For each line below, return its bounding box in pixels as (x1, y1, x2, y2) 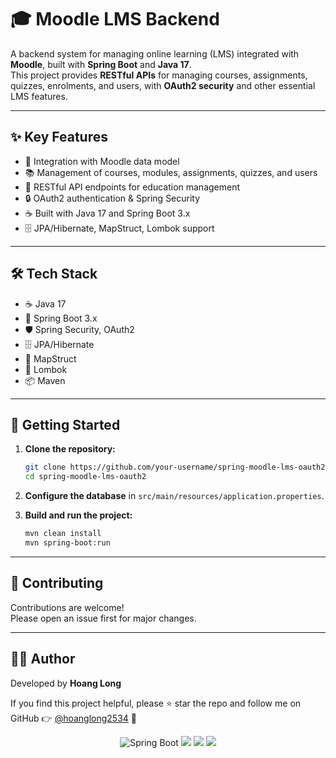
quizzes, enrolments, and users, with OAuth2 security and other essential (10, 79, 316, 91)
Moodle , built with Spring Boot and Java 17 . (10, 58, 192, 70)
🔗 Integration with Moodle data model (24, 155, 180, 167)
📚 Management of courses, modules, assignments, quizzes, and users (24, 166, 318, 178)
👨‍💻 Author (10, 651, 76, 668)
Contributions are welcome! (10, 601, 125, 613)
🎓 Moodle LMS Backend (10, 8, 220, 31)
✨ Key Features (10, 129, 108, 146)
